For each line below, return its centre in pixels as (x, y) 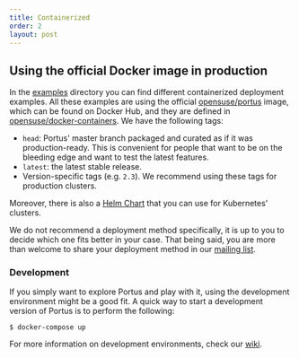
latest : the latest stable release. (82, 167)
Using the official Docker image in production (138, 70)
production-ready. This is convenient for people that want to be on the (152, 148)
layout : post (34, 34)
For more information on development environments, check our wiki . (136, 344)
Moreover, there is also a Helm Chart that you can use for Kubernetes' (139, 204)
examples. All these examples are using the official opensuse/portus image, (149, 102)
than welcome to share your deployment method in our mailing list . (132, 249)
